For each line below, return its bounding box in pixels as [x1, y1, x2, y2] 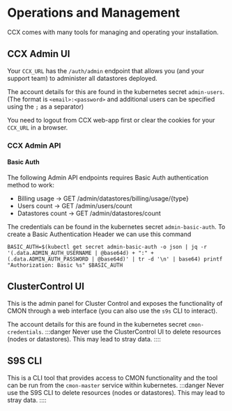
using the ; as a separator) [7, 102, 84, 111]
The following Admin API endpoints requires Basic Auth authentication [7, 173, 209, 182]
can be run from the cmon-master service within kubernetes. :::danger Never [7, 381, 224, 389]
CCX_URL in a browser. [7, 123, 68, 132]
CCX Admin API [7, 141, 61, 150]
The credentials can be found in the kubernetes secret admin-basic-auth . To [7, 222, 226, 231]
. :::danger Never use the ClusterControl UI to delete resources [41, 327, 222, 336]
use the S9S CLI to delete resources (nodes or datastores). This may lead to [7, 388, 225, 396]
